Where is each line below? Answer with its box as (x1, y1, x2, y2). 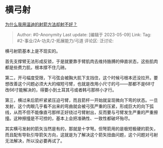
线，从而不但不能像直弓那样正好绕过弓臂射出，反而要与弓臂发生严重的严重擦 (5, 109, 158, 115)
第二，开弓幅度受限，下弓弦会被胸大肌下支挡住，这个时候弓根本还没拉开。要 (5, 75, 158, 81)
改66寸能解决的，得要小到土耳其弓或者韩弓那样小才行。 (5, 87, 117, 93)
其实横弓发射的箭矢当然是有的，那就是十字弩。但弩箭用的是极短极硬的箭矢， (5, 126, 158, 132)
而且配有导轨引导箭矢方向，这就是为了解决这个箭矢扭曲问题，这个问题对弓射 (5, 132, 158, 137)
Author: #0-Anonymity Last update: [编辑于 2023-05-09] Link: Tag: (16, 32, 151, 37)
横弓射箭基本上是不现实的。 (5, 48, 61, 54)
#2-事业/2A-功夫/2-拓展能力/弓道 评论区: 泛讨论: (16, 37, 114, 44)
